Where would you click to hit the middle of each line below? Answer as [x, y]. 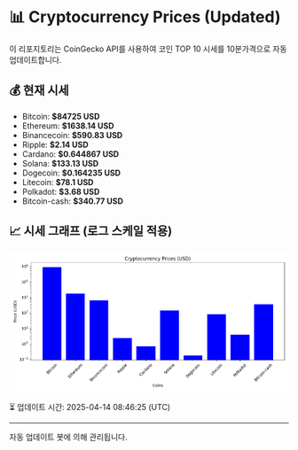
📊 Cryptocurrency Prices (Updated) [145, 17]
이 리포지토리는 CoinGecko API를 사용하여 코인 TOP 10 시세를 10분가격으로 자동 [148, 49]
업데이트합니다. [35, 59]
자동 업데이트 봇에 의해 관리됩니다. [68, 437]
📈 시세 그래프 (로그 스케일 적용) [91, 231]
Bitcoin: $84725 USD [61, 116]
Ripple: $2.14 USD [55, 144]
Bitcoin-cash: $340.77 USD [73, 201]
